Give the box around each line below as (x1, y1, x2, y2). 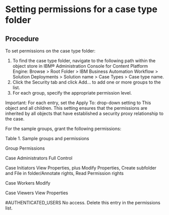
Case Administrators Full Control (5, 155, 73, 161)
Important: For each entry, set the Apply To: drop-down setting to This (5, 100, 151, 106)
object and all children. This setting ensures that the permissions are (5, 105, 148, 111)
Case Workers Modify (5, 180, 50, 186)
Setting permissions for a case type (5, 4, 158, 15)
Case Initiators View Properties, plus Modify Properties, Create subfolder (5, 165, 157, 170)
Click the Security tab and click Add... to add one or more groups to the (12, 79, 161, 85)
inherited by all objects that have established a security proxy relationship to (5, 110, 164, 116)
